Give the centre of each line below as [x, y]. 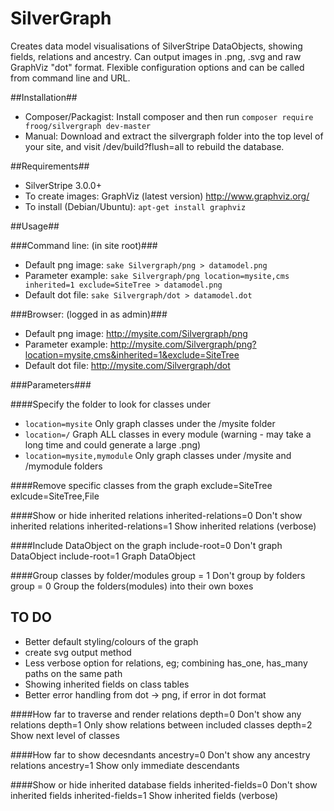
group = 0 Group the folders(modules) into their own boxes [132, 586]
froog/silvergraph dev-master [88, 126]
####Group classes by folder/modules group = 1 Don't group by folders [158, 575]
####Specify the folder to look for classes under [111, 404]
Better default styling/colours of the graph [111, 641]
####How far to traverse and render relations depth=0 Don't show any [156, 714]
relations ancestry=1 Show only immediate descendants [125, 765]
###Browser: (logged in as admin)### [89, 314]
